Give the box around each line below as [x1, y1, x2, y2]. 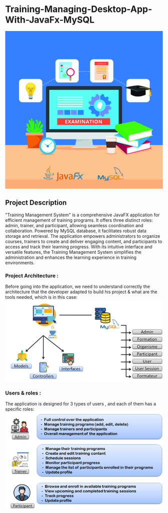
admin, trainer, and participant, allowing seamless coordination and [5, 222, 143, 228]
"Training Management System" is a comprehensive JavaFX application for [5, 212, 160, 218]
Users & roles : [5, 389, 41, 396]
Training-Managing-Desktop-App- [5, 4, 152, 15]
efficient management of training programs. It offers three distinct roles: [5, 217, 153, 223]
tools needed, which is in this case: [5, 294, 77, 300]
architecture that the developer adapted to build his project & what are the [5, 289, 157, 295]
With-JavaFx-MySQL [5, 14, 95, 26]
